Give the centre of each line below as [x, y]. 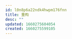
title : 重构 [17, 15]
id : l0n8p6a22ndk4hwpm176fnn [36, 10]
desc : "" [14, 19]
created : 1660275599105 [30, 29]
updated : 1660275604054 [30, 24]
